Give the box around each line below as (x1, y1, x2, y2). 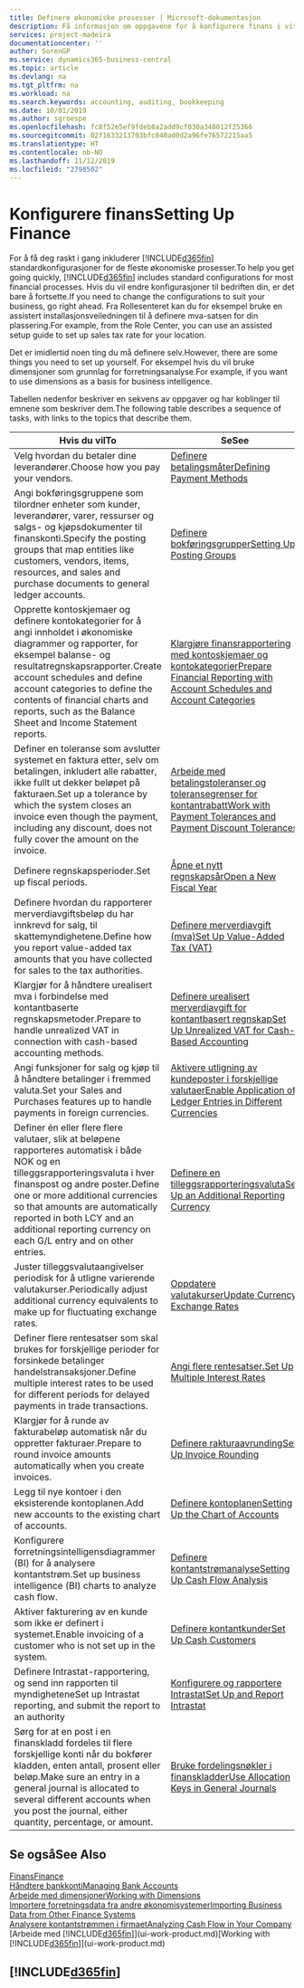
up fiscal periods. (14, 876, 88, 889)
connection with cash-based (14, 1035, 138, 1048)
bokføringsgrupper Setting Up (170, 537, 296, 550)
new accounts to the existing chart (14, 1508, 161, 1521)
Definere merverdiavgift (170, 919, 271, 932)
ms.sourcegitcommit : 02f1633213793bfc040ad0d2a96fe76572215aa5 (9, 131, 253, 140)
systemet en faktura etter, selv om (14, 754, 159, 766)
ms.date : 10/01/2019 (9, 106, 88, 115)
